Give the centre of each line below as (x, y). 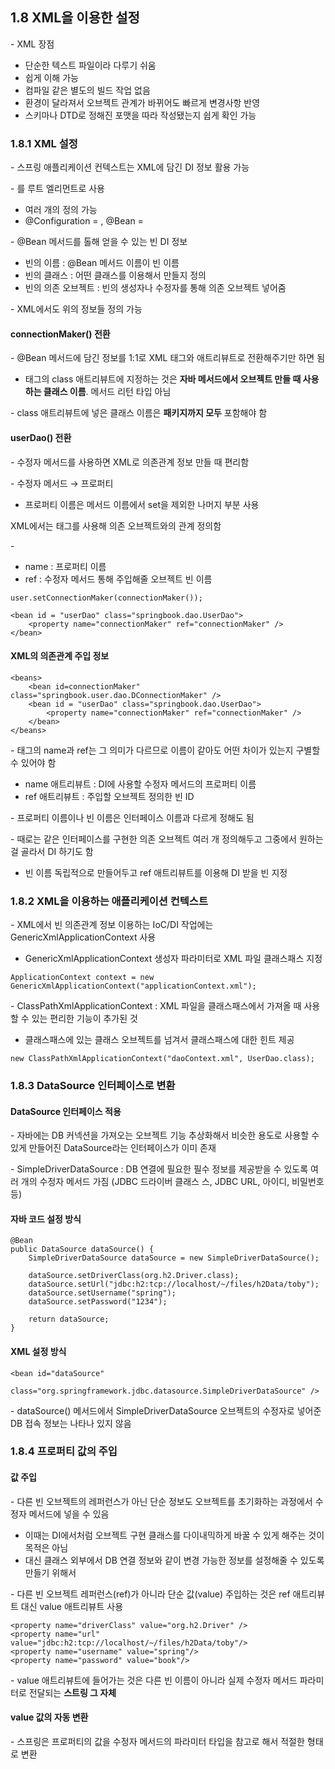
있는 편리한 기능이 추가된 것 (84, 1019)
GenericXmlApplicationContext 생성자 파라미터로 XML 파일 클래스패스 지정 (173, 959)
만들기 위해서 (50, 1572)
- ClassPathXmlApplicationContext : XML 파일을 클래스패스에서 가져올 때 (156, 1006)
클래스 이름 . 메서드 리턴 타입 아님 (107, 392)
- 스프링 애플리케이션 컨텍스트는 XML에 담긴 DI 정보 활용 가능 (130, 167)
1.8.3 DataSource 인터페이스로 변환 (93, 1085)
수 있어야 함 (33, 762)
